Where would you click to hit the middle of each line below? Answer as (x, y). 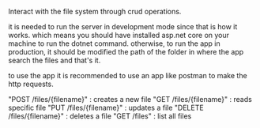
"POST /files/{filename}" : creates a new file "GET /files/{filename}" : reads (130, 99)
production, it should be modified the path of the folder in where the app (126, 52)
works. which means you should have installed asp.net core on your (119, 35)
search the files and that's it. (55, 60)
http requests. (31, 84)
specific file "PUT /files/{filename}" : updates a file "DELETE (106, 107)
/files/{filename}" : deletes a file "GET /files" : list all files (100, 116)
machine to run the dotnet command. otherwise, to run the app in (115, 43)
